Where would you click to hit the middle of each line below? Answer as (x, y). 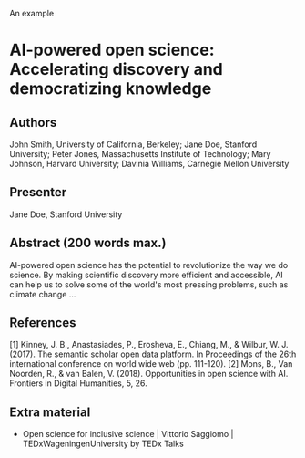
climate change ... (43, 294)
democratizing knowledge (111, 89)
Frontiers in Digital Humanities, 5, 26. (78, 383)
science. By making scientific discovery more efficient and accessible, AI (147, 275)
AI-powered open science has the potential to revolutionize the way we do (149, 265)
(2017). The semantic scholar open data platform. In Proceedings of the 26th (153, 354)
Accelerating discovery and (116, 70)
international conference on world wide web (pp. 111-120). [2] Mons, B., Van (151, 364)
